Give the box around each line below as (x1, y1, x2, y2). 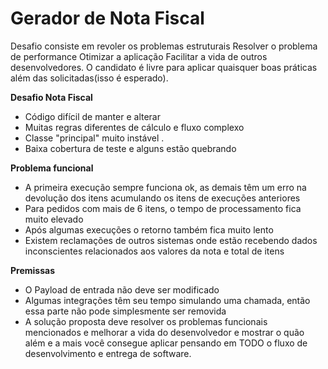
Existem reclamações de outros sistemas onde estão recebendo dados (24, 234, 318, 246)
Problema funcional (10, 162, 94, 174)
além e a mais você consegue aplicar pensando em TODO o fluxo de (24, 337, 308, 349)
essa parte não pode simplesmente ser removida (24, 305, 227, 317)
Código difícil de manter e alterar (24, 110, 161, 122)
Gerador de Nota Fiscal (10, 7, 205, 30)
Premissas (10, 264, 55, 276)
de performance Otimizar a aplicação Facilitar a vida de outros (10, 50, 268, 62)
